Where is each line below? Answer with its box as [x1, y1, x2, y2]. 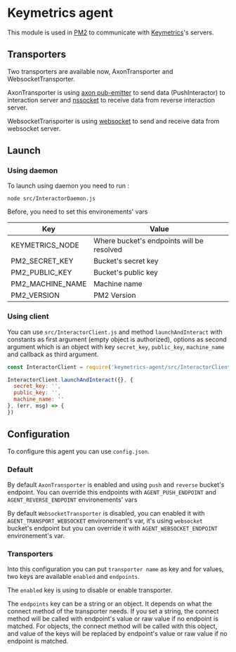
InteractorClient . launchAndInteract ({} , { [7, 376, 133, 384]
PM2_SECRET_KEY [11, 256, 74, 266]
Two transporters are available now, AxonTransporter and [7, 67, 173, 75]
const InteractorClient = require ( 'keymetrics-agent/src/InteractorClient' [7, 363, 234, 370]
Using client [7, 311, 49, 321]
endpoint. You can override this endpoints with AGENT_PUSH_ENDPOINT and [7, 488, 216, 496]
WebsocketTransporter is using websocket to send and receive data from [7, 117, 220, 125]
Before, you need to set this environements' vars [7, 207, 148, 216]
